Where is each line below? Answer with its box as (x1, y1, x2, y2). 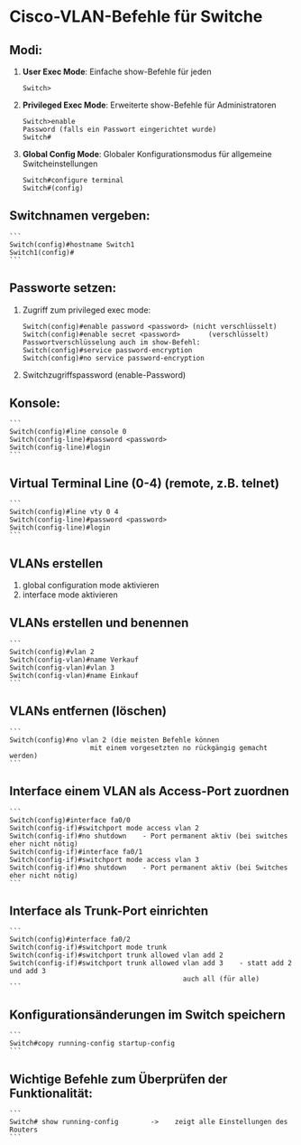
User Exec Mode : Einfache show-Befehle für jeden (22, 66, 212, 77)
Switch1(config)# (9, 248, 75, 257)
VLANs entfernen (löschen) (9, 703, 167, 719)
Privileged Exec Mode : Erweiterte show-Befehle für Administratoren (22, 99, 277, 110)
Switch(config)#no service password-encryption (22, 353, 205, 362)
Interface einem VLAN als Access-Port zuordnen (9, 784, 290, 799)
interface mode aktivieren (22, 589, 119, 600)
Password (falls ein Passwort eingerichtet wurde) (22, 125, 217, 134)
